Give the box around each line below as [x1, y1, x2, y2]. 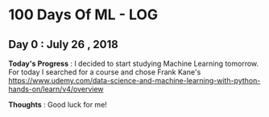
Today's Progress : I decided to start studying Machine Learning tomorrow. [8, 58, 259, 68]
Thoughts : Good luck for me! [8, 100, 107, 109]
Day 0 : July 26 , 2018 [8, 38, 118, 51]
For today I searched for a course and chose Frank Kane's [8, 67, 201, 77]
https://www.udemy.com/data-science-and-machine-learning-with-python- [8, 76, 261, 85]
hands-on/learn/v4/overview [8, 84, 104, 94]
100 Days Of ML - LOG [8, 6, 159, 24]
